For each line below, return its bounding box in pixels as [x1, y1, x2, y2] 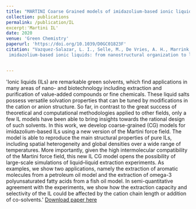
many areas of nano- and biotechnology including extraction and [6, 84, 162, 91]
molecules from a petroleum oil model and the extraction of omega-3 [6, 171, 172, 178]
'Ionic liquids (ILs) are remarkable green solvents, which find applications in [6, 78, 188, 85]
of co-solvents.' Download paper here [6, 196, 97, 203]
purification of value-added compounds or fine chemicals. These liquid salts [6, 90, 190, 97]
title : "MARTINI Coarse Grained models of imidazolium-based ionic [6, 8, 174, 15]
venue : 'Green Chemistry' [6, 36, 69, 41]
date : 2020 [6, 30, 33, 36]
